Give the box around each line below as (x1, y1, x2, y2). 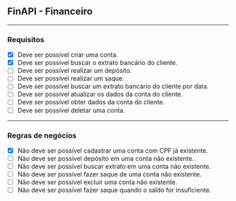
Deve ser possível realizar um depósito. (17, 67, 132, 75)
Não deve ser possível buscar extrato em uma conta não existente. (17, 162, 211, 171)
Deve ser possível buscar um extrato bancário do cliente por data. (17, 82, 209, 90)
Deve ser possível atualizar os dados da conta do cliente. (17, 90, 183, 99)
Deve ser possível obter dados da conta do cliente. (17, 98, 165, 106)
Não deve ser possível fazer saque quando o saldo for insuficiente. (17, 186, 212, 195)
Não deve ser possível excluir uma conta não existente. (17, 178, 178, 186)
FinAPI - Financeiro (7, 6, 93, 18)
